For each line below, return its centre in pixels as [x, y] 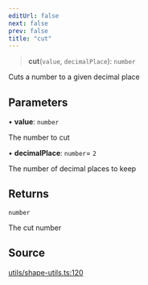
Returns [29, 194]
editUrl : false [34, 16]
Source [27, 253]
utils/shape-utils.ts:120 [46, 272]
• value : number [33, 122]
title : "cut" [30, 38]
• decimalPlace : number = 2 [52, 153]
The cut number [35, 228]
